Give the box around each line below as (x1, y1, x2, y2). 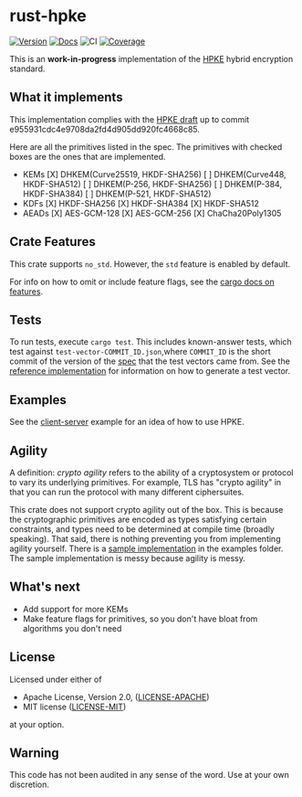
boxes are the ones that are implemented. (9, 151, 166, 162)
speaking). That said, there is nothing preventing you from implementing (9, 534, 281, 544)
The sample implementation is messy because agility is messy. (9, 553, 246, 563)
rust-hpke (9, 5, 87, 27)
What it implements (9, 90, 123, 105)
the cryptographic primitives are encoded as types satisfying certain (9, 514, 267, 525)
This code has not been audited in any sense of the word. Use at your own (9, 770, 289, 781)
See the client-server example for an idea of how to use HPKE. (9, 417, 245, 428)
